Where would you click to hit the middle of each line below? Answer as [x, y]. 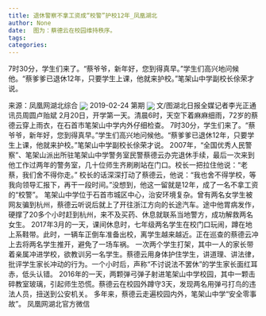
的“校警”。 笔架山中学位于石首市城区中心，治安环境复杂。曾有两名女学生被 [131, 195]
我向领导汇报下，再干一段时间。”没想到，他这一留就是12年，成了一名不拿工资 [133, 185]
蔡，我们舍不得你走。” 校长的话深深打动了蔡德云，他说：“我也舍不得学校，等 [132, 175]
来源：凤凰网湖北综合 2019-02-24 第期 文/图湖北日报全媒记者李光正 [129, 106]
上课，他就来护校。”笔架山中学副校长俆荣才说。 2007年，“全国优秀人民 [130, 145]
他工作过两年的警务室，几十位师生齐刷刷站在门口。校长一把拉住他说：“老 [128, 165]
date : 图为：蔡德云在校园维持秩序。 [62, 30]
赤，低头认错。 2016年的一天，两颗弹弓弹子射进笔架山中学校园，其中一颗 [128, 274]
